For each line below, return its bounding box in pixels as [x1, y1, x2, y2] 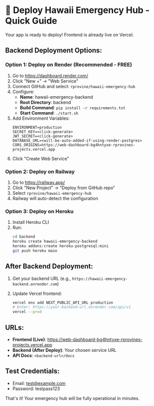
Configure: [12, 89, 35, 95]
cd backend [12, 234, 35, 239]
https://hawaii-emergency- [72, 276, 128, 281]
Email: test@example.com [12, 380, 66, 386]
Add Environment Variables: [12, 115, 70, 121]
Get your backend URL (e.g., [12, 275, 71, 281]
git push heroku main [12, 248, 57, 253]
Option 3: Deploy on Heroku [5, 208, 74, 215]
